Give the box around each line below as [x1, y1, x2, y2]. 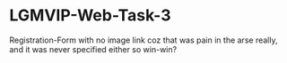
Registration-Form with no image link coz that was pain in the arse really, [9, 35, 278, 45]
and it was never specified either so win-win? [9, 43, 178, 54]
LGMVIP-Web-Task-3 [9, 5, 172, 26]
